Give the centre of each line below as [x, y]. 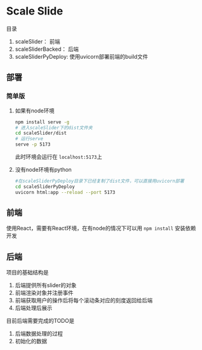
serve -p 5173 [33, 144]
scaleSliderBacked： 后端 [47, 49]
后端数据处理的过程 [39, 334]
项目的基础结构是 [27, 273]
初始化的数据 [31, 341]
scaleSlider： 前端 [37, 41]
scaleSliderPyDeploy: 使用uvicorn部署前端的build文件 [81, 56]
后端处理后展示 [33, 308]
